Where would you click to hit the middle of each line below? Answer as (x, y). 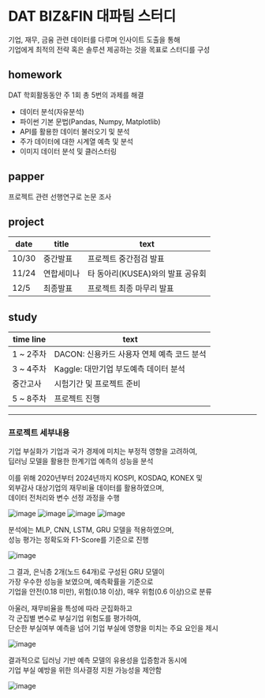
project (26, 222)
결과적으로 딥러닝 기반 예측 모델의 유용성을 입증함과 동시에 (98, 660)
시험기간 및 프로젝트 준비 (97, 384)
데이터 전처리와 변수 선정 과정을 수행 (64, 498)
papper (26, 177)
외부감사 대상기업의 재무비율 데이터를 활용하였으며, (86, 488)
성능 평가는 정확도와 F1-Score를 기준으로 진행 (78, 540)
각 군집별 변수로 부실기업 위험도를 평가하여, (75, 618)
